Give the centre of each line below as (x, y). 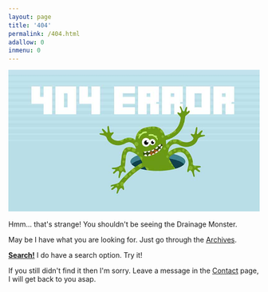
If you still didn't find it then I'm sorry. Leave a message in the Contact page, (134, 270)
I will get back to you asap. (52, 278)
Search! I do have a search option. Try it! (75, 255)
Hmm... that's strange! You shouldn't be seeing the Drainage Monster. (123, 224)
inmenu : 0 (25, 51)
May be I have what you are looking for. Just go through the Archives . (122, 239)
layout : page (30, 17)
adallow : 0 (26, 42)
